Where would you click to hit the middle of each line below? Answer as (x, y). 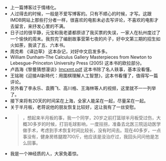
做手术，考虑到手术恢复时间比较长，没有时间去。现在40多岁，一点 (92, 130)
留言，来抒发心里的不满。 (41, 26)
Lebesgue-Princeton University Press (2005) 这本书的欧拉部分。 (77, 63)
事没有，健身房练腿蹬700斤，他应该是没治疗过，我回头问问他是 (89, 137)
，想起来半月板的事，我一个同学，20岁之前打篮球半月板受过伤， (89, 118)
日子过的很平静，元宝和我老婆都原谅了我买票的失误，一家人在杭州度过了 (85, 32)
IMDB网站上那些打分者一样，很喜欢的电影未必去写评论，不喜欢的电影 (82, 20)
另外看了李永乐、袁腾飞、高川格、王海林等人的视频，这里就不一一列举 (83, 88)
